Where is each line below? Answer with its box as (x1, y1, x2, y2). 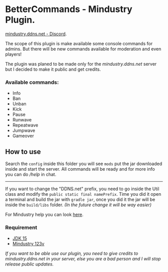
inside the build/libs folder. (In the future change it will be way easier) (5, 202, 151, 208)
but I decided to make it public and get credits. (5, 66, 101, 72)
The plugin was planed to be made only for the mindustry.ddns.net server (5, 61, 157, 67)
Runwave (12, 117, 32, 123)
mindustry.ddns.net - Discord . (5, 31, 67, 37)
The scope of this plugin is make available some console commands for (5, 40, 153, 46)
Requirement (5, 224, 37, 231)
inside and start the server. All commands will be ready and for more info (5, 166, 155, 172)
